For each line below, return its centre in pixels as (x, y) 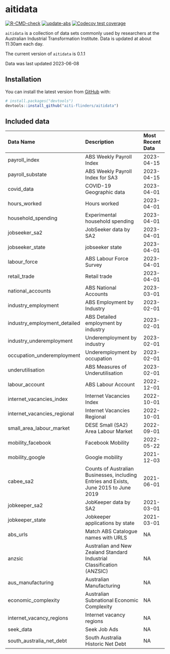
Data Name (22, 142)
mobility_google (27, 458)
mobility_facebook (30, 443)
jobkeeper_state (27, 520)
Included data (27, 121)
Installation (23, 79)
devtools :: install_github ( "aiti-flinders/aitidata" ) (62, 106)
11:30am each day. (25, 44)
